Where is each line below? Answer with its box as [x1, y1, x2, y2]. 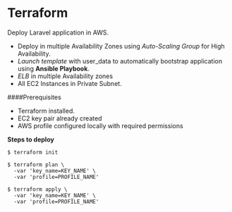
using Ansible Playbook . [17, 64, 90, 73]
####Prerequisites [7, 93, 61, 101]
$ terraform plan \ [7, 161, 65, 168]
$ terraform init [7, 149, 59, 156]
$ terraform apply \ [7, 185, 68, 193]
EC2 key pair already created [17, 114, 102, 123]
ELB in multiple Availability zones [17, 72, 114, 80]
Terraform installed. [17, 106, 75, 115]
